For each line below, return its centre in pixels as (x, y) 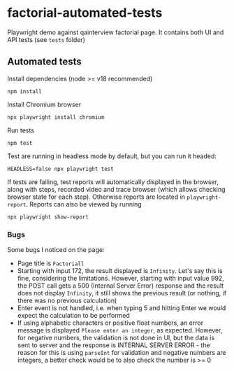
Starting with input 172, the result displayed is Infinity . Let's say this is (120, 271)
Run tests (21, 130)
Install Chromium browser (44, 104)
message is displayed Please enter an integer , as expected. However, (120, 330)
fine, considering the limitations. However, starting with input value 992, (121, 279)
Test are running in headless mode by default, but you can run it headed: (112, 156)
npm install (24, 91)
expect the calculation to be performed (74, 316)
